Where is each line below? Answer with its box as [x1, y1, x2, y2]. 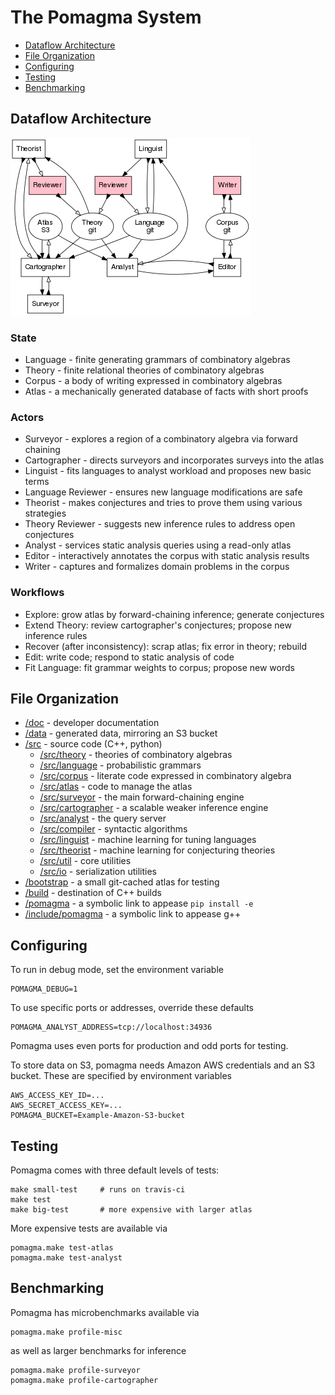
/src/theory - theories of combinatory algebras [39, 749, 233, 761]
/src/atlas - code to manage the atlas [39, 781, 193, 793]
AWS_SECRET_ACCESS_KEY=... [10, 1101, 123, 1111]
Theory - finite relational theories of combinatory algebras [24, 364, 265, 376]
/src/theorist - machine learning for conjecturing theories [39, 844, 276, 856]
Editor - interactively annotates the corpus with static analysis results [24, 550, 310, 562]
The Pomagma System [10, 6, 202, 29]
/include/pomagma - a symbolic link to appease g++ [24, 908, 242, 920]
